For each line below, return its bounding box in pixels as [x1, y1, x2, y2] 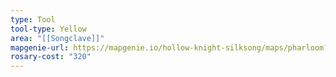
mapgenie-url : [10, 42, 70, 53]
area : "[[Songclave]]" [10, 33, 105, 43]
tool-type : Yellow [10, 24, 87, 34]
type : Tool [10, 14, 56, 25]
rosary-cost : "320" [10, 52, 92, 62]
